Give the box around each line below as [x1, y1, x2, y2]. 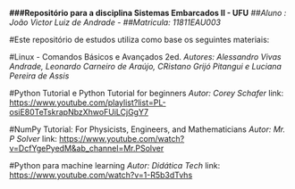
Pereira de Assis [9, 70, 70, 81]
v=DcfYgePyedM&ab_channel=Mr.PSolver [9, 143, 164, 153]
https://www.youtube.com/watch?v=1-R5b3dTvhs [9, 169, 193, 180]
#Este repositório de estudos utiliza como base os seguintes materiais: [9, 35, 270, 45]
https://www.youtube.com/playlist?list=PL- [9, 97, 167, 108]
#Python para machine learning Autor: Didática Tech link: [9, 160, 221, 170]
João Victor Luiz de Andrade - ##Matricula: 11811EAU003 [9, 17, 222, 28]
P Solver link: [9, 134, 58, 144]
